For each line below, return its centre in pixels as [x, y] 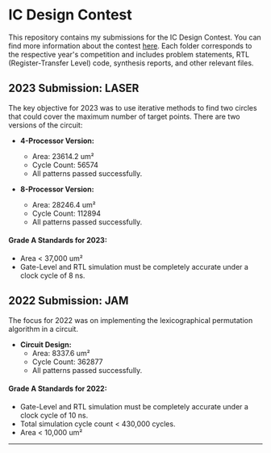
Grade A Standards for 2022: [58, 388]
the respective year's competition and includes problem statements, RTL [129, 54]
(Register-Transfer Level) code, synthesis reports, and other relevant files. [131, 63]
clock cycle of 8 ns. [52, 275]
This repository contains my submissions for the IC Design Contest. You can [135, 37]
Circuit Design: [46, 344]
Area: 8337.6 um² [61, 353]
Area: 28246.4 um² [64, 204]
